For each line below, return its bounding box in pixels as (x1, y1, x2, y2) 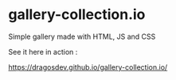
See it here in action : (8, 47, 78, 56)
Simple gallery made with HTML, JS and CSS (8, 32, 156, 41)
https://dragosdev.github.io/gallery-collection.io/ (8, 62, 168, 72)
